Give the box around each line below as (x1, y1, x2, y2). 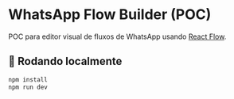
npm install (8, 75, 48, 84)
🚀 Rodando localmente (8, 55, 123, 68)
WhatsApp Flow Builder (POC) (8, 6, 212, 24)
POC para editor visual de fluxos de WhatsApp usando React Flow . (8, 32, 227, 41)
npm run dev (8, 83, 48, 91)
